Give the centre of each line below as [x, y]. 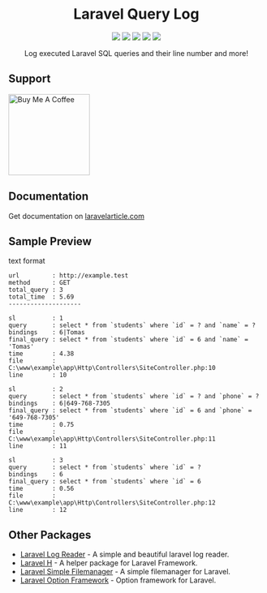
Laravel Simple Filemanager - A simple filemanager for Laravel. [125, 572]
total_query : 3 [36, 290]
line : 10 [38, 375]
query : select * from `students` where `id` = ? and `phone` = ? [134, 397]
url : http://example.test [69, 276]
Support [30, 79]
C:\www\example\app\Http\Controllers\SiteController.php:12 [112, 503]
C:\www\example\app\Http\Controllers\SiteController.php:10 [112, 368]
